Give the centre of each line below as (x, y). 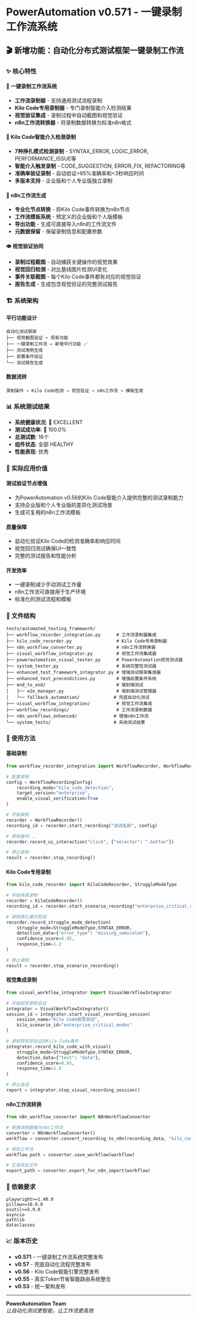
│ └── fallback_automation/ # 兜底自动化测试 (78, 697)
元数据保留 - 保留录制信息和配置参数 (58, 232)
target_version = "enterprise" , (54, 793)
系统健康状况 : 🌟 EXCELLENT (49, 422)
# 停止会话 (18, 1085)
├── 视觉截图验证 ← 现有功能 (37, 338)
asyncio (16, 1215)
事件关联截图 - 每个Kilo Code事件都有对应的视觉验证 (78, 277)
